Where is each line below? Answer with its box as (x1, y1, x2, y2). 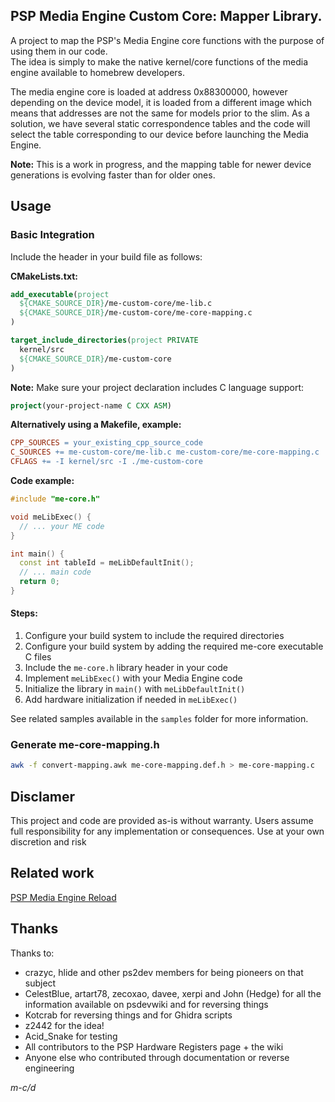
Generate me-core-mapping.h (10, 738, 160, 751)
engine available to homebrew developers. (10, 66, 186, 78)
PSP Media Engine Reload (10, 891, 117, 903)
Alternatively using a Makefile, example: (10, 419, 182, 431)
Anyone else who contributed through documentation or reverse (24, 1051, 290, 1063)
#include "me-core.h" (10, 494, 101, 504)
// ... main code (19, 567, 92, 578)
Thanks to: (10, 947, 55, 959)
